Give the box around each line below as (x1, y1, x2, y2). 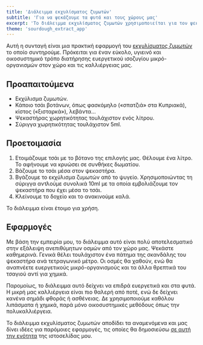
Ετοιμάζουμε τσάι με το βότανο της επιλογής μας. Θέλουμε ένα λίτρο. (14, 154, 193, 161)
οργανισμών (6, 62, 38, 69)
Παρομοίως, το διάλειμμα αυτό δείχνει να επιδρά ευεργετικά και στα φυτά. (6, 282, 196, 289)
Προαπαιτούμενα (6, 79, 74, 89)
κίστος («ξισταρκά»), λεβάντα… (14, 108, 96, 115)
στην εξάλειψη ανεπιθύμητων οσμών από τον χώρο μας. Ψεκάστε (6, 244, 174, 251)
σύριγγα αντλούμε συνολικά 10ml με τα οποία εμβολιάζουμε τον (14, 179, 178, 187)
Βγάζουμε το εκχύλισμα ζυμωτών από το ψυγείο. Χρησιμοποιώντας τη (14, 173, 193, 181)
